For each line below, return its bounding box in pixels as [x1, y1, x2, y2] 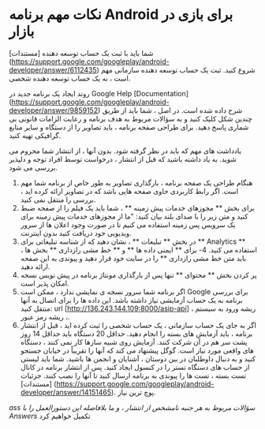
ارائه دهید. [20, 262, 50, 271]
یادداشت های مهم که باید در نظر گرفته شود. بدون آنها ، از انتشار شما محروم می [9, 146, 242, 155]
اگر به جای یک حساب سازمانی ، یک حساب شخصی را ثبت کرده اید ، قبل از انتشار [20, 320, 257, 330]
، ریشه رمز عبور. [20, 311, 70, 321]
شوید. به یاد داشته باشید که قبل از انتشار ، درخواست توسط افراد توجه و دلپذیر [9, 154, 237, 163]
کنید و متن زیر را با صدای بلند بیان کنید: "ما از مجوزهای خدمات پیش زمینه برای [20, 211, 248, 221]
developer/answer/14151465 [20, 387, 112, 397]
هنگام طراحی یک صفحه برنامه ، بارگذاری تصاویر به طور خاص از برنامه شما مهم [20, 177, 253, 187]
